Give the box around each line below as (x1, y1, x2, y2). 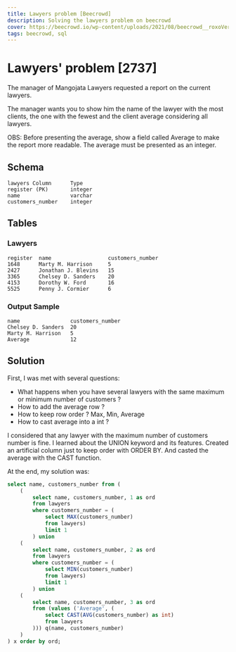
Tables (7, 218, 37, 230)
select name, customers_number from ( (7, 480, 121, 488)
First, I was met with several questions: (7, 374, 120, 382)
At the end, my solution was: (7, 467, 90, 475)
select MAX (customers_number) (44, 513, 133, 521)
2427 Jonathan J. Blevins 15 (7, 267, 114, 274)
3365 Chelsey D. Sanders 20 (7, 272, 114, 280)
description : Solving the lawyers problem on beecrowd (7, 17, 171, 24)
